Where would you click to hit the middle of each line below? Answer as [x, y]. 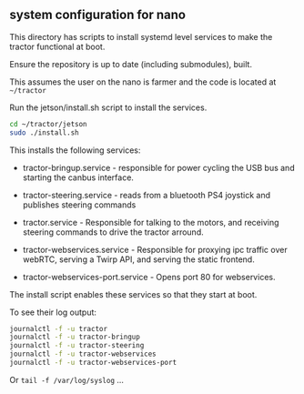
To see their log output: [53, 312]
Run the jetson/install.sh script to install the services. [108, 107]
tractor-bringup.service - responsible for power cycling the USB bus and [158, 167]
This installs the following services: [75, 150]
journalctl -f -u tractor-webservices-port [93, 363]
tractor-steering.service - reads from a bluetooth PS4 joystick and [147, 195]
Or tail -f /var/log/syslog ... [67, 379]
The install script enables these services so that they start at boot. [133, 294]
